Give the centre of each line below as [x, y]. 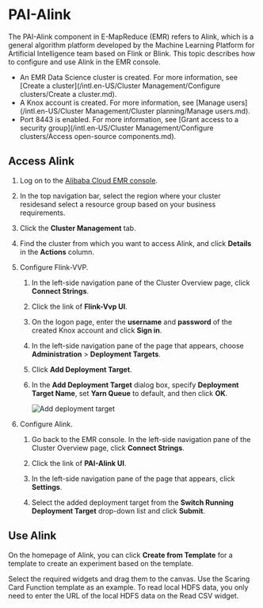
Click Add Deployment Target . [82, 369]
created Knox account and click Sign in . [97, 330]
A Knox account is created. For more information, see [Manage [122, 102]
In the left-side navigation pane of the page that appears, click [133, 479]
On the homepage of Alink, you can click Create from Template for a [121, 555]
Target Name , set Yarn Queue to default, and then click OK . [130, 393]
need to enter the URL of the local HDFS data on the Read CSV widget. [124, 595]
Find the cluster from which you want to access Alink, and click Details [135, 243]
